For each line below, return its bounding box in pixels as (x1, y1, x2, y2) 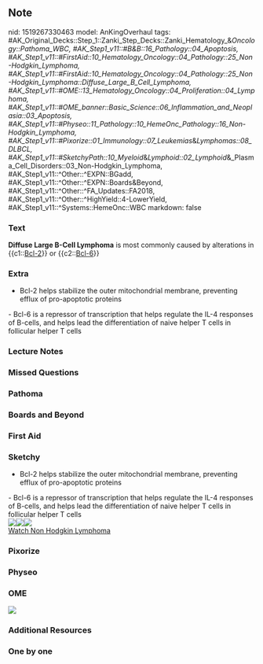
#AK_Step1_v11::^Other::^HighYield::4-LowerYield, (8, 194, 167, 204)
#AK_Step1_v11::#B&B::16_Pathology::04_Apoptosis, (72, 43, 239, 53)
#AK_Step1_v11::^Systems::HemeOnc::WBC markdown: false (8, 202, 202, 212)
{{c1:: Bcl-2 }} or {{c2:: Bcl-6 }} (8, 249, 100, 258)
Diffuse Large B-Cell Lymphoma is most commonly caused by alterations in (8, 240, 254, 250)
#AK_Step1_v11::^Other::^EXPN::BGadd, (8, 169, 133, 179)
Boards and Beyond (8, 409, 85, 420)
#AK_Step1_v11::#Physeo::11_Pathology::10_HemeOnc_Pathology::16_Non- (8, 119, 246, 128)
